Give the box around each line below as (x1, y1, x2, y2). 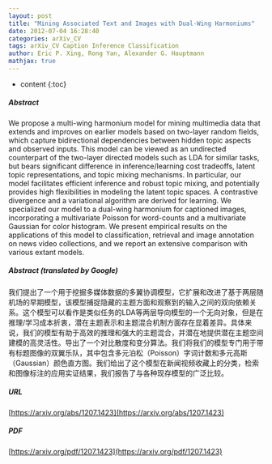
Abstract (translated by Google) (8, 266, 119, 275)
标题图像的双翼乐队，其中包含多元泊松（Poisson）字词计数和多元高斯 (15, 347, 249, 357)
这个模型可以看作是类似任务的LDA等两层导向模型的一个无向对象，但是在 (22, 307, 264, 317)
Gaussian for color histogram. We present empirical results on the (8, 221, 228, 231)
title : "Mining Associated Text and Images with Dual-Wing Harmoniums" (8, 19, 255, 28)
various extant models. (8, 247, 85, 257)
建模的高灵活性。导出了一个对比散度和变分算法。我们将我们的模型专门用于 (8, 338, 257, 347)
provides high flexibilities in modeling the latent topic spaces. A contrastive (8, 187, 258, 197)
